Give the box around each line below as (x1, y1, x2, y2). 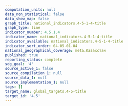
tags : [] (5, 84, 23, 89)
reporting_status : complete (5, 57, 63, 62)
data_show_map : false (5, 16, 49, 21)
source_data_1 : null (5, 75, 47, 80)
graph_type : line (5, 25, 41, 30)
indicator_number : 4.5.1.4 (5, 30, 60, 35)
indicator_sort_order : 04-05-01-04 (5, 43, 78, 48)
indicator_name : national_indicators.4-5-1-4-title (5, 35, 112, 40)
